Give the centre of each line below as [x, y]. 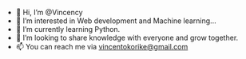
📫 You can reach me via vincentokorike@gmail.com [102, 47]
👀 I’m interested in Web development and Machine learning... [116, 21]
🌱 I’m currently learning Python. [68, 29]
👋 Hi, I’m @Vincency [49, 12]
